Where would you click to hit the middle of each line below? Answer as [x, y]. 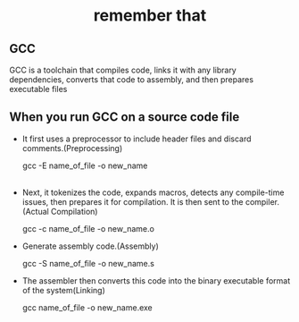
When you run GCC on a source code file [125, 117]
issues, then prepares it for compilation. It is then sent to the [133, 201]
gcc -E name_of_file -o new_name [85, 165]
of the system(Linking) [63, 290]
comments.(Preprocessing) [72, 148]
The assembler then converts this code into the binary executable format [156, 280]
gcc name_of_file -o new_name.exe [87, 307]
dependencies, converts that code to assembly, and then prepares [132, 80]
